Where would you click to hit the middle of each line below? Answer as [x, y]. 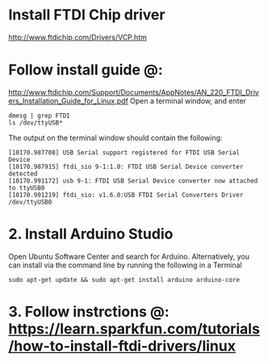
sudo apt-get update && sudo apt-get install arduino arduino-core [124, 280]
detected [23, 174]
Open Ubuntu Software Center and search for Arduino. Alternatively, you [129, 256]
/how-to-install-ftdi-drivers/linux [122, 346]
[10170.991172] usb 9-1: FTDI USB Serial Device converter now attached [133, 181]
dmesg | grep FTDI [39, 116]
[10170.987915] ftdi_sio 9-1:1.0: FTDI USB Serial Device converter [126, 166]
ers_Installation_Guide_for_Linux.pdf [69, 101]
